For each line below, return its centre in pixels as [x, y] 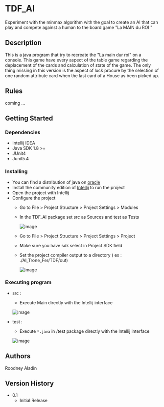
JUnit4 [19, 153]
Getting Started [29, 118]
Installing [16, 172]
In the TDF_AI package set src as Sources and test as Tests [79, 217]
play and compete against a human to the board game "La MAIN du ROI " [79, 27]
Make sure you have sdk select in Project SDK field [71, 245]
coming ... [15, 103]
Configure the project [34, 198]
